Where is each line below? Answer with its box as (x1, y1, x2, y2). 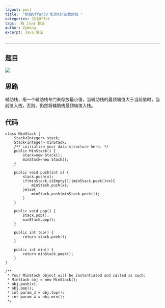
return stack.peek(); (23, 234, 67, 239)
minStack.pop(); (23, 217, 56, 222)
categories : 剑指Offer (5, 16, 50, 21)
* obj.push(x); (7, 282, 38, 287)
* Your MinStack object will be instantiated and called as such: (7, 273, 146, 278)
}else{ (23, 187, 36, 192)
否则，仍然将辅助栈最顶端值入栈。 (26, 103, 96, 108)
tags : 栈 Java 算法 (5, 21, 45, 26)
